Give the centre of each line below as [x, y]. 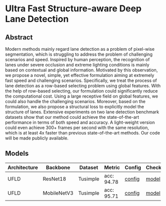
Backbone [58, 167]
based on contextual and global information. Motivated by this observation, [82, 70]
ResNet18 [55, 179]
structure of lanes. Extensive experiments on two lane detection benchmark [82, 112]
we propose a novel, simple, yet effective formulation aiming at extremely [80, 75]
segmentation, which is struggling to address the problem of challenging [79, 54]
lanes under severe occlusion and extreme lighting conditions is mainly [77, 65]
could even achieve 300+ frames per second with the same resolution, [77, 128]
